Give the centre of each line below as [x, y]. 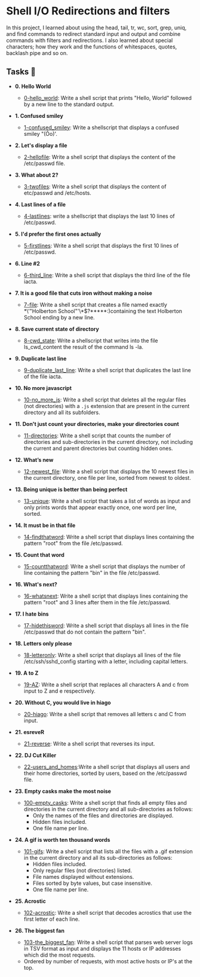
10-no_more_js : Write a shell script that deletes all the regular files [105, 400]
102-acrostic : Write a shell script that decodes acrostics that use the [108, 912]
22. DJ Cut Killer [36, 755]
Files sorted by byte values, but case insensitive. [93, 883]
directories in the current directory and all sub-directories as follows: [108, 809]
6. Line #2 [27, 263]
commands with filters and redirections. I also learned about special [90, 40]
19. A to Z [27, 673]
